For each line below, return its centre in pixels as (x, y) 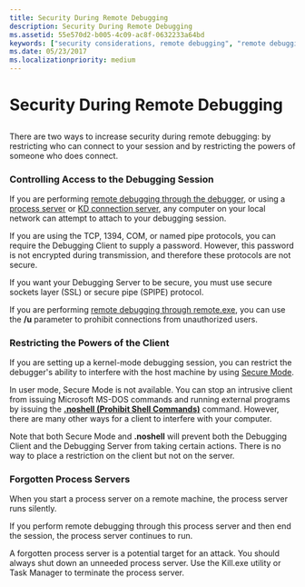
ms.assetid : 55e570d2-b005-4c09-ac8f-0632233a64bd (107, 35)
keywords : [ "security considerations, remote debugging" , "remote (138, 43)
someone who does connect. (64, 155)
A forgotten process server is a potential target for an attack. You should (144, 553)
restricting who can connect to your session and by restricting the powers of (152, 145)
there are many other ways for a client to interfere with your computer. (141, 419)
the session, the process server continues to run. (101, 536)
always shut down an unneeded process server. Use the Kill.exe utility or (145, 563)
